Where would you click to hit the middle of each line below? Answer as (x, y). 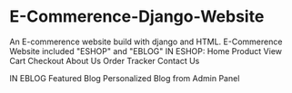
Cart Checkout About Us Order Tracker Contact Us (105, 60)
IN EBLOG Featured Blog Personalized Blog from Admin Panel (125, 78)
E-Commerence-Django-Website (137, 17)
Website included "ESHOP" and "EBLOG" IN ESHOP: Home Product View (146, 51)
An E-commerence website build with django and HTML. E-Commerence (146, 42)
